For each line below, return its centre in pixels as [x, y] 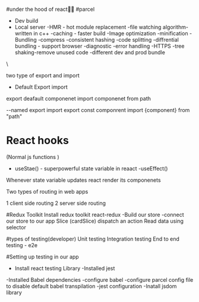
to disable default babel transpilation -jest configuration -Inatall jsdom [91, 286]
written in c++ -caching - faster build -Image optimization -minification [101, 33]
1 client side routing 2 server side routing [56, 203]
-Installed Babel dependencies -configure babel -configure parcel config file [100, 279]
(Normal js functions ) [33, 157]
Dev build [26, 21]
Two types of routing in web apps [47, 191]
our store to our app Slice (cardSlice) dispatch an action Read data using [95, 221]
